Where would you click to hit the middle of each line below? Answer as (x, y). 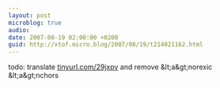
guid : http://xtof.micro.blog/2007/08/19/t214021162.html (106, 45)
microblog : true (35, 23)
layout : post (30, 15)
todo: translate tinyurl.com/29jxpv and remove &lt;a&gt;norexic (110, 67)
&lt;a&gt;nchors (34, 75)
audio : (19, 30)
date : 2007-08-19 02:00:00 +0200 (63, 37)
